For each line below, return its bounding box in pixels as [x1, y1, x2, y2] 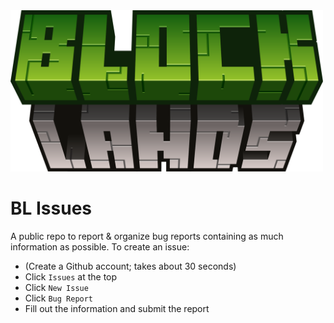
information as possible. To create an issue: [10, 240, 190, 253]
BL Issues [10, 197, 93, 219]
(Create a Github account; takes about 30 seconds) [24, 260, 237, 272]
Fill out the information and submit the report [24, 302, 210, 314]
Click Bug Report [24, 292, 94, 304]
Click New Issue [24, 281, 89, 293]
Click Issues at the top [24, 270, 118, 283]
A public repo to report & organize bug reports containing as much [10, 230, 284, 242]
